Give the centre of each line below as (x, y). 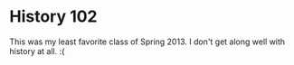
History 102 (53, 17)
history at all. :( (37, 51)
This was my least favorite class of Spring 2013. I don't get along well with (147, 42)
